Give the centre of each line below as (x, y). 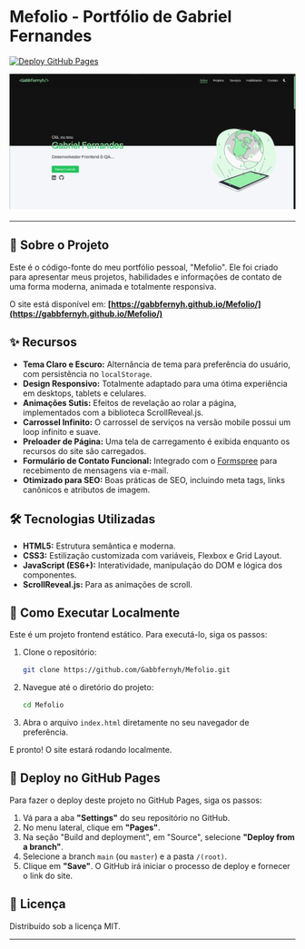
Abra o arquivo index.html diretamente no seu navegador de (136, 723)
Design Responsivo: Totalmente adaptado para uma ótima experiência (155, 383)
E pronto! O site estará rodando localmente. (91, 750)
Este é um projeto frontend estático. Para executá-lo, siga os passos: (138, 635)
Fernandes (51, 36)
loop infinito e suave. (62, 431)
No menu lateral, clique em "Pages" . (91, 827)
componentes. (49, 575)
